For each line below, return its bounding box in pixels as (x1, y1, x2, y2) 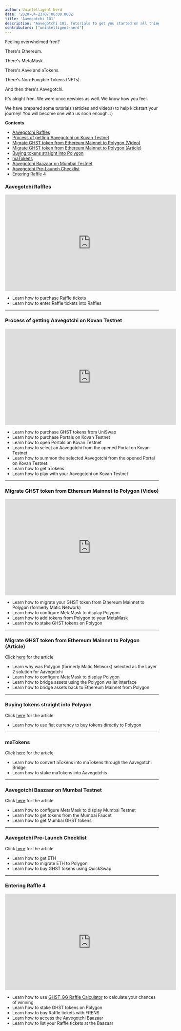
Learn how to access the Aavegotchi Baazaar (12, 1015, 103, 1021)
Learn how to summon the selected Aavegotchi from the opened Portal (12, 455, 155, 461)
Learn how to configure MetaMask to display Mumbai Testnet (12, 807, 136, 813)
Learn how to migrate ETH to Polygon (12, 860, 88, 866)
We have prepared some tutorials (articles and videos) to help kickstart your (5, 105, 158, 111)
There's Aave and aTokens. (5, 67, 60, 73)
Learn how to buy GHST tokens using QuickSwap (12, 865, 112, 871)
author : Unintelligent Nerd (5, 7, 62, 12)
